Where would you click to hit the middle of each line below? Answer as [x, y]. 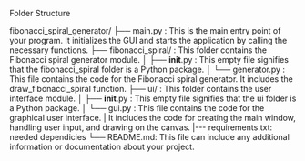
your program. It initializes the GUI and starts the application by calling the [148, 40]
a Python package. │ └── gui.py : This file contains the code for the [137, 108]
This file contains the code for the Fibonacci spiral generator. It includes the [151, 79]
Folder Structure [40, 13]
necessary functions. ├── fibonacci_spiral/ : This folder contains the [138, 50]
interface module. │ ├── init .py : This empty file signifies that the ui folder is [153, 98]
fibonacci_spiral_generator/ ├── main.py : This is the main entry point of [145, 30]
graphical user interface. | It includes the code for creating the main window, [152, 118]
